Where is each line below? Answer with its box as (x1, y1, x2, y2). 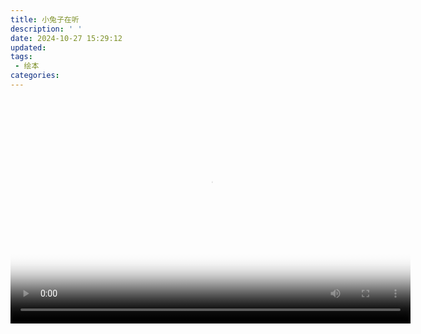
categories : (10, 71, 60, 81)
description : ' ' (10, 24, 83, 34)
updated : (10, 42, 47, 53)
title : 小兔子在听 (10, 14, 80, 25)
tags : (10, 52, 33, 62)
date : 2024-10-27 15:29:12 (10, 33, 123, 43)
